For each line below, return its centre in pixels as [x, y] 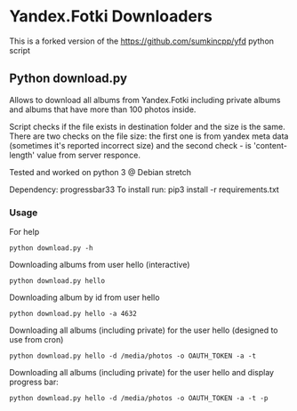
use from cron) [36, 340]
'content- [270, 145]
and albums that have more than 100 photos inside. [103, 109]
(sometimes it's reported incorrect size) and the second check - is [130, 145]
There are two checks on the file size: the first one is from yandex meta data [149, 136]
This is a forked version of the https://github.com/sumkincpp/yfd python [141, 41]
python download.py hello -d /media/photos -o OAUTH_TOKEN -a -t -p [139, 399]
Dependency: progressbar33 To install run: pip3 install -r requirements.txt [144, 189]
